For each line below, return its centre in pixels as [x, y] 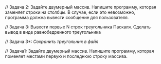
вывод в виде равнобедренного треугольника [53, 32]
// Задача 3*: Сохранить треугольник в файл [52, 42]
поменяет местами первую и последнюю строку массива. [66, 56]
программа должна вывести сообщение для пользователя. [67, 17]
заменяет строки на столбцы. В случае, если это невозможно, [70, 12]
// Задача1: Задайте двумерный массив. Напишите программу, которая [80, 51]
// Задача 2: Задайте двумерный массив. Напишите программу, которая [81, 7]
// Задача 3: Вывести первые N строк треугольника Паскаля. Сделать [78, 27]
